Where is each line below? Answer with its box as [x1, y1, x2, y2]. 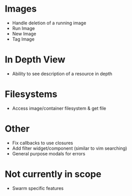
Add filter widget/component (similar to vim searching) [12, 145, 127, 151]
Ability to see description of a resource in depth [12, 71, 113, 77]
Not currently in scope [5, 168, 101, 180]
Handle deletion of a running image [12, 20, 87, 26]
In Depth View [5, 54, 66, 66]
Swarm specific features [12, 185, 64, 191]
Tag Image [12, 36, 35, 42]
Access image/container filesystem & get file [12, 105, 107, 111]
